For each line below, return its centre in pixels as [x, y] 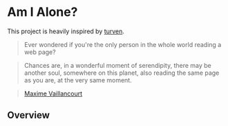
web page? [40, 52]
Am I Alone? [42, 12]
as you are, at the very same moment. [78, 80]
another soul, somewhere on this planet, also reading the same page [122, 73]
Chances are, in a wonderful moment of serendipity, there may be [118, 65]
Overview [29, 115]
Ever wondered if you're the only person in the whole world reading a [123, 44]
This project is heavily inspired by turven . [66, 31]
